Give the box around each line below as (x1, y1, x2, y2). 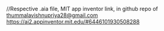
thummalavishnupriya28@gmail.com (6, 12, 98, 19)
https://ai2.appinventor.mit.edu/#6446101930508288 (6, 18, 140, 25)
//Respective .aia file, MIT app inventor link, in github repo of (6, 5, 159, 12)
